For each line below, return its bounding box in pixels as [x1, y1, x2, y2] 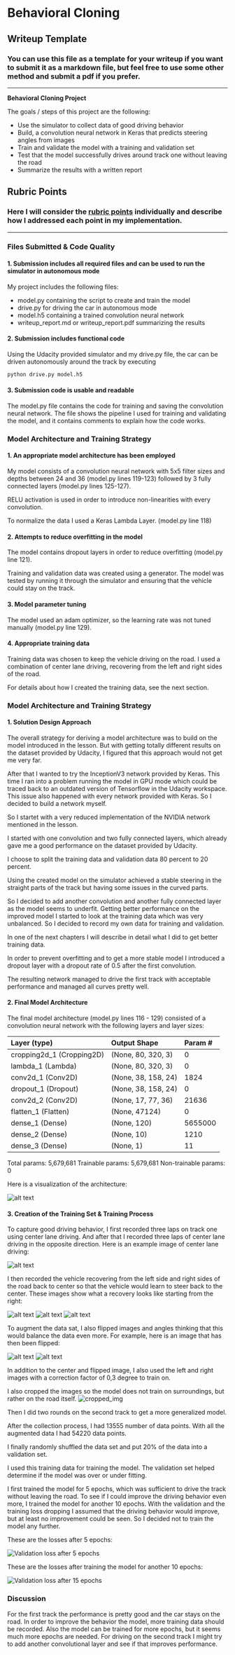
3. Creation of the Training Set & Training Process [7, 1209, 154, 1218]
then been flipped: [7, 1339, 61, 1347]
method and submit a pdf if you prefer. [7, 71, 141, 81]
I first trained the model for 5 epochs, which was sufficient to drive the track [7, 1485, 226, 1493]
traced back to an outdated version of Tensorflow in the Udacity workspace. [7, 784, 227, 792]
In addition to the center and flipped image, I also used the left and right [7, 1366, 214, 1375]
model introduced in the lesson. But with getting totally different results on [7, 741, 221, 749]
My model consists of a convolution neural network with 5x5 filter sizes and [7, 467, 225, 476]
